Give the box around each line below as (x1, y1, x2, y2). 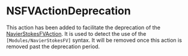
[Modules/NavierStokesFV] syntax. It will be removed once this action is (6, 36, 182, 43)
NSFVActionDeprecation (6, 4, 131, 18)
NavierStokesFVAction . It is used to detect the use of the (6, 30, 147, 37)
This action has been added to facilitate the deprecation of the (6, 24, 161, 31)
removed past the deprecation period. (6, 43, 100, 50)
